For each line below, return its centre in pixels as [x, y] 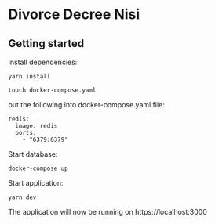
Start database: [33, 154]
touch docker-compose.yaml [52, 90]
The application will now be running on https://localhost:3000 [108, 212]
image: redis [36, 126]
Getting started [46, 43]
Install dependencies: [43, 62]
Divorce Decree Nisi [74, 14]
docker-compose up [38, 168]
